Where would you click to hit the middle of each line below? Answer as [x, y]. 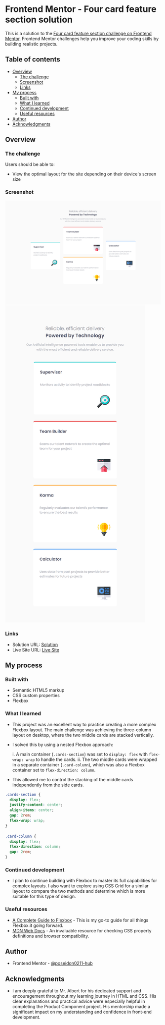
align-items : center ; [32, 810]
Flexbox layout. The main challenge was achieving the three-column [82, 730]
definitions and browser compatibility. [51, 936]
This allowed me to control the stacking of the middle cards [73, 779]
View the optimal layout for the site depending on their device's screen [84, 174]
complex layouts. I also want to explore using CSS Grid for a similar [81, 886]
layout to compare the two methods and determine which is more [79, 891]
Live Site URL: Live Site [36, 649]
